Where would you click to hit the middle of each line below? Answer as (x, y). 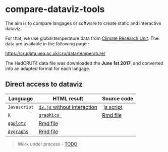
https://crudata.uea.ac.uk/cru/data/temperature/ (55, 53)
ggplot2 (17, 123)
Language (21, 98)
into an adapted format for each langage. (48, 68)
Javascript (21, 107)
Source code (118, 98)
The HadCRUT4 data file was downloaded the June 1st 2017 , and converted (84, 63)
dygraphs (18, 131)
